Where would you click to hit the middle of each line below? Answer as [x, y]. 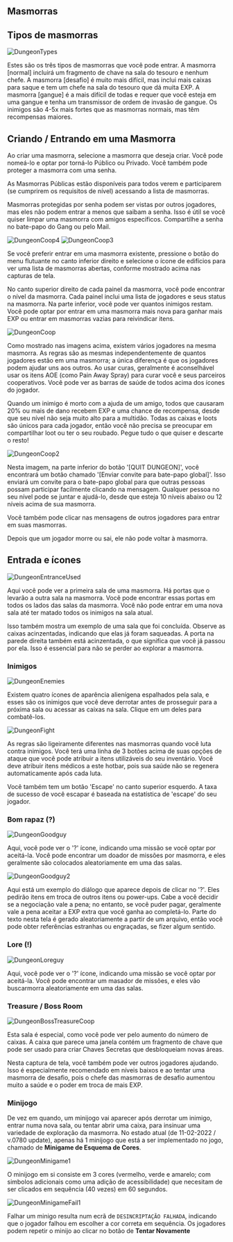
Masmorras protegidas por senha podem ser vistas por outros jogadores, [112, 205]
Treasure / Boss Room [45, 1006]
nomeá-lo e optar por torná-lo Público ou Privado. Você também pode [107, 163]
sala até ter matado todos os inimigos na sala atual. [80, 612]
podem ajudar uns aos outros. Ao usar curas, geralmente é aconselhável [111, 368]
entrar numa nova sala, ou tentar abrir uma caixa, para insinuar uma [104, 1125]
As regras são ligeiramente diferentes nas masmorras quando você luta [109, 744]
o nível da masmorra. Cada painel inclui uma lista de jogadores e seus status [116, 297]
